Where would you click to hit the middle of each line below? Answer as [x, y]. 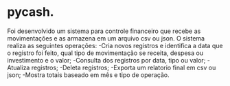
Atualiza [19, 67]
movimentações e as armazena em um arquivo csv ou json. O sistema [106, 38]
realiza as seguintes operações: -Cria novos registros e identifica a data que [115, 45]
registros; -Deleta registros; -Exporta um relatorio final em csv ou [124, 67]
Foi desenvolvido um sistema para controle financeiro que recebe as [104, 31]
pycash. [31, 12]
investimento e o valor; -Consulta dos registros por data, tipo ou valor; [106, 60]
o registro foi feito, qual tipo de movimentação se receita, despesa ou [105, 53]
